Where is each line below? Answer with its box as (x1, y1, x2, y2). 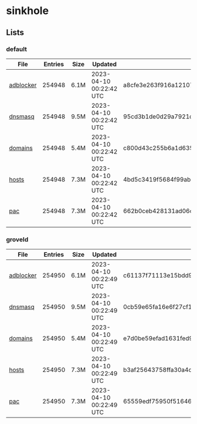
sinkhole (6, 4, 49, 18)
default (6, 45, 28, 53)
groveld (6, 235, 29, 244)
